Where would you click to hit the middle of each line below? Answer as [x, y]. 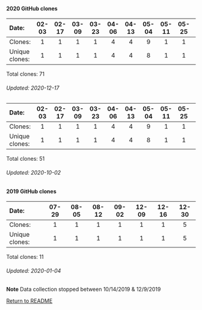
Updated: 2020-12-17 [33, 88]
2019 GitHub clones [31, 191]
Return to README [29, 301]
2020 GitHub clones [32, 8]
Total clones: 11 [25, 257]
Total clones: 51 [26, 159]
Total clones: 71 [26, 74]
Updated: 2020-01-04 [34, 270]
